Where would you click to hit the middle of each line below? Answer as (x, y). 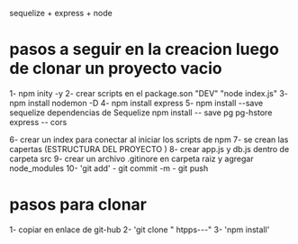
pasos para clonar (78, 205)
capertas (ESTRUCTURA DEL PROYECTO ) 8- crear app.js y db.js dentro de (149, 149)
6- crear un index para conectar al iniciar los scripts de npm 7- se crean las (149, 140)
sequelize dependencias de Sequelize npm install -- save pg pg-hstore (141, 113)
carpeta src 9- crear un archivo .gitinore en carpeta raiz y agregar (131, 158)
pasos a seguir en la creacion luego (144, 50)
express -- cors (38, 122)
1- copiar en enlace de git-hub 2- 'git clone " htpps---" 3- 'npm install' (140, 230)
